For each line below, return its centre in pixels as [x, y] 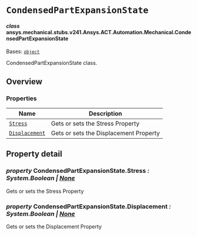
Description [105, 114]
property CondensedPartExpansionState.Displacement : [89, 206]
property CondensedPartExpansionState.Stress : [78, 171]
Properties [21, 98]
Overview [24, 81]
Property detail [34, 154]
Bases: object [23, 51]
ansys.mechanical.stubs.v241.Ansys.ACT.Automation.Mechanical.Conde [99, 32]
